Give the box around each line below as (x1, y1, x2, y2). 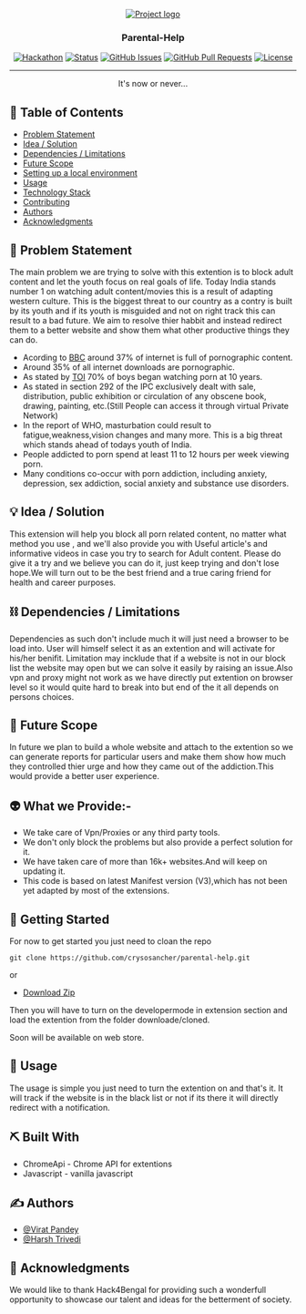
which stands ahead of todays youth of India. (22, 438, 193, 450)
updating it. (22, 866, 66, 877)
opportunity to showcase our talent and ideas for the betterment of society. (9, 1294, 292, 1305)
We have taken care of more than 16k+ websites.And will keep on (22, 857, 268, 867)
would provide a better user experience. (9, 771, 160, 782)
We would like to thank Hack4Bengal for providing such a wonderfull (9, 1285, 267, 1296)
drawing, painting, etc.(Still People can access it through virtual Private (22, 400, 290, 411)
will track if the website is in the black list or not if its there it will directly (9, 1092, 280, 1103)
